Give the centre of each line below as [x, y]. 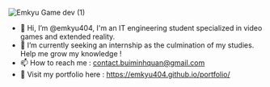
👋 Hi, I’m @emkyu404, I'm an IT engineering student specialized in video [141, 28]
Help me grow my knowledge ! [71, 54]
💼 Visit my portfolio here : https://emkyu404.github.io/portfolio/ [125, 74]
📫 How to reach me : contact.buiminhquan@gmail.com [112, 63]
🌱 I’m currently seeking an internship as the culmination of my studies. [137, 45]
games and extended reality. [67, 37]
